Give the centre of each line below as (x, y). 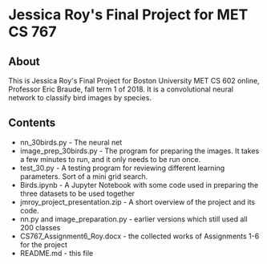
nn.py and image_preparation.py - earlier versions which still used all (133, 219)
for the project (44, 244)
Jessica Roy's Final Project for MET (128, 15)
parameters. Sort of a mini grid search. (84, 176)
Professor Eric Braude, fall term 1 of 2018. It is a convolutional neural (121, 89)
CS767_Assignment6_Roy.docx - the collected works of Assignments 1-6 (140, 236)
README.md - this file (57, 253)
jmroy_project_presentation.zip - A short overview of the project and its (138, 201)
